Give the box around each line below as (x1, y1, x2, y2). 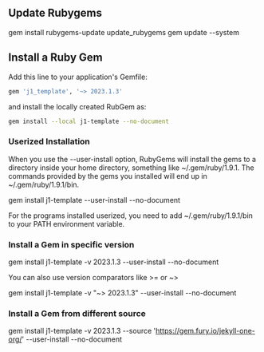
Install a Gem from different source (8, 307, 146, 318)
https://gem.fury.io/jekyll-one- (155, 326, 255, 336)
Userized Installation (8, 136, 90, 147)
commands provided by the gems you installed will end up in (8, 171, 207, 180)
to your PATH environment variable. (8, 219, 125, 228)
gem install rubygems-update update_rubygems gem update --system (8, 27, 240, 37)
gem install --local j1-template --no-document (8, 117, 170, 125)
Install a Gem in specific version (8, 239, 135, 250)
